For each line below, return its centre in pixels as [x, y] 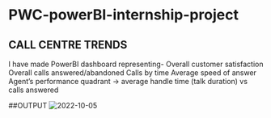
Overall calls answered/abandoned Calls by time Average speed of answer [133, 73]
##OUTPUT [28, 105]
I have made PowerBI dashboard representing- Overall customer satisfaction [136, 64]
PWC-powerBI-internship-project [123, 15]
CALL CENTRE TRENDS [68, 45]
